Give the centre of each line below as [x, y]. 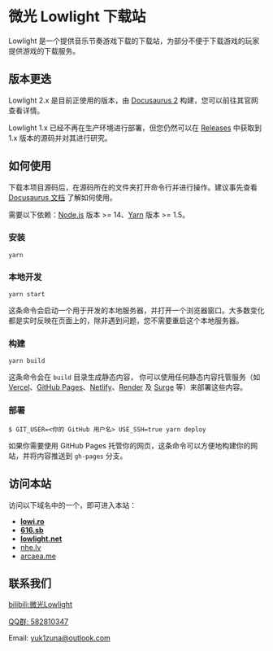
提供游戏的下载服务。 [44, 50]
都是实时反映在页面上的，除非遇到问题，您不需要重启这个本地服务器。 [126, 321]
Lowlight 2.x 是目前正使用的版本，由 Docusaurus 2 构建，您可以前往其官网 [133, 100]
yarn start [27, 295]
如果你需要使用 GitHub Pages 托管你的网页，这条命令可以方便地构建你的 [130, 445]
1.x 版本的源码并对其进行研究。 [60, 138]
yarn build [27, 361]
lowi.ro [32, 521]
